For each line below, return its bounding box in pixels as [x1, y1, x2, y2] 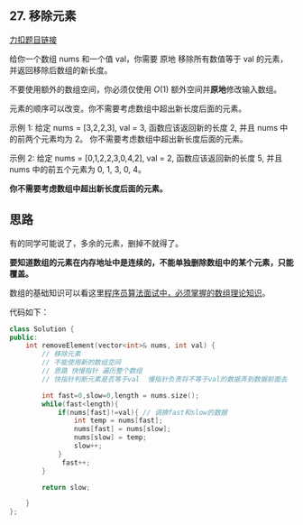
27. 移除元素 [9, 8, 77, 24]
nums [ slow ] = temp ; [73, 433, 147, 442]
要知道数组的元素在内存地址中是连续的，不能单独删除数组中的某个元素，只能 [9, 256, 294, 268]
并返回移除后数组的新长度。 [9, 64, 113, 75]
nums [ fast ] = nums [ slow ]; [73, 425, 171, 434]
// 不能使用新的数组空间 [41, 358, 122, 367]
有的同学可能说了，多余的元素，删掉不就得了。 [9, 237, 183, 248]
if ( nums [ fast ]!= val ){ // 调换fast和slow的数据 [57, 408, 228, 417]
